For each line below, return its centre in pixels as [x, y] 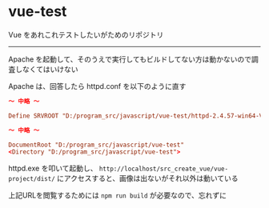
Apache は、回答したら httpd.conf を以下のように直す [97, 86]
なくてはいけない [50, 69]
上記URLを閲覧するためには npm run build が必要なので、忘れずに [117, 195]
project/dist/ [32, 179]
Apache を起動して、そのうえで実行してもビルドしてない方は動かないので [130, 59]
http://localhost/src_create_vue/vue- [164, 169]
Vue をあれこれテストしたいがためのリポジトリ [86, 34]
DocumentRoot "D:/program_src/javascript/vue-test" [96, 145]
